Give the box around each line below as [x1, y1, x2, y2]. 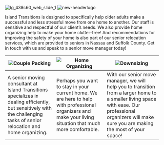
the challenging [7, 111, 43, 117]
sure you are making [106, 120, 154, 126]
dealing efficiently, [7, 99, 50, 105]
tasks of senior [7, 117, 41, 124]
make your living [56, 114, 94, 121]
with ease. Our [106, 102, 141, 108]
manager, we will [106, 77, 146, 84]
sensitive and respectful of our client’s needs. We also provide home [5, 24, 143, 30]
